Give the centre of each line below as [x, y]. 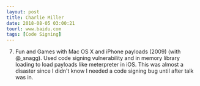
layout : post [23, 12]
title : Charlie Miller [35, 18]
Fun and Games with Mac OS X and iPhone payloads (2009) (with [98, 51]
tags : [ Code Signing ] [34, 35]
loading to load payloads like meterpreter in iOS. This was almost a [99, 65]
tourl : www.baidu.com [34, 29]
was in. [24, 78]
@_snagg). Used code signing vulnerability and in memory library [98, 58]
